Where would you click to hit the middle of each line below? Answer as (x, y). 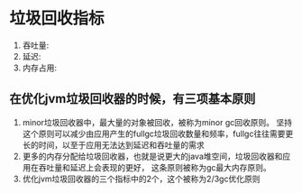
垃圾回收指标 (57, 18)
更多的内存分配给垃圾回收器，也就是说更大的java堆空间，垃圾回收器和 (152, 156)
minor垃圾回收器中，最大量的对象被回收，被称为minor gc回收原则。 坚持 (157, 122)
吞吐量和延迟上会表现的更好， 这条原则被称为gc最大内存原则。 (155, 167)
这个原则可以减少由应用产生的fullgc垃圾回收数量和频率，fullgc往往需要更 (158, 133)
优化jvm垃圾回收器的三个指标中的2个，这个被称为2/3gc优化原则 (141, 179)
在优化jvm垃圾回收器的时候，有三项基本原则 (133, 99)
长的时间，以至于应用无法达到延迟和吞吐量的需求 (113, 144)
